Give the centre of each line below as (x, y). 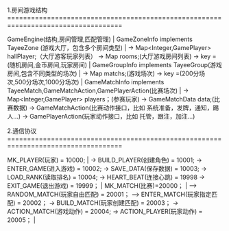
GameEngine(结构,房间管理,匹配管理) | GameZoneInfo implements (100, 39)
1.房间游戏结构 (27, 10)
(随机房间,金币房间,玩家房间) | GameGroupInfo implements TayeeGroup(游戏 (115, 65)
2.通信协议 (22, 131)
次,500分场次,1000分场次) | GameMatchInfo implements (86, 82)
